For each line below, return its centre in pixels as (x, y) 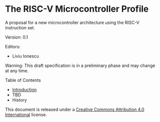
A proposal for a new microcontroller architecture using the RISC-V (72, 22)
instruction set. (20, 27)
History (20, 100)
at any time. (17, 71)
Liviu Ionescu (25, 56)
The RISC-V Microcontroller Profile (77, 9)
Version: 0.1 (17, 37)
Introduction (24, 89)
